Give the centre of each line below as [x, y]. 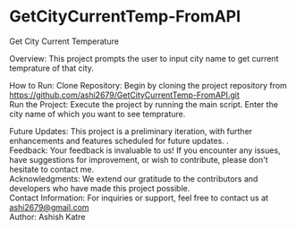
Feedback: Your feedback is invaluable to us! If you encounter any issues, [145, 150]
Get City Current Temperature [64, 41]
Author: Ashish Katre [47, 216]
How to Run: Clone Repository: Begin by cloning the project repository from [148, 85]
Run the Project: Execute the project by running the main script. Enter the [144, 104]
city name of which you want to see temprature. [97, 114]
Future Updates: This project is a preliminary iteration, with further [131, 131]
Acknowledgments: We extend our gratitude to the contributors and [134, 178]
